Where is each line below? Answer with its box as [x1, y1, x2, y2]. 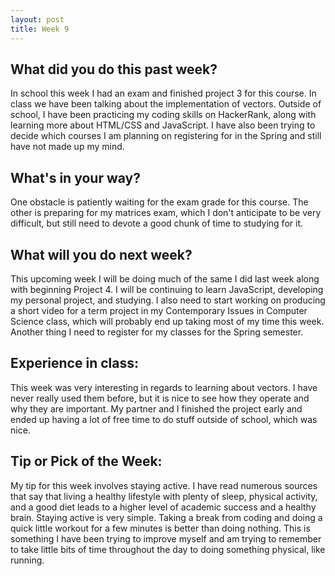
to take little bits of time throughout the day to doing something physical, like [10, 543, 326, 555]
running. [10, 554, 45, 566]
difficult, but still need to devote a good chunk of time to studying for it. [10, 217, 303, 230]
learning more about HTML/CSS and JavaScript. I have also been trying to [10, 119, 316, 131]
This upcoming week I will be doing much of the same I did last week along [10, 272, 320, 285]
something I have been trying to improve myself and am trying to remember [10, 532, 322, 545]
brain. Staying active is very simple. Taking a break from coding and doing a [10, 511, 323, 523]
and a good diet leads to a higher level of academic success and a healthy [10, 501, 317, 513]
